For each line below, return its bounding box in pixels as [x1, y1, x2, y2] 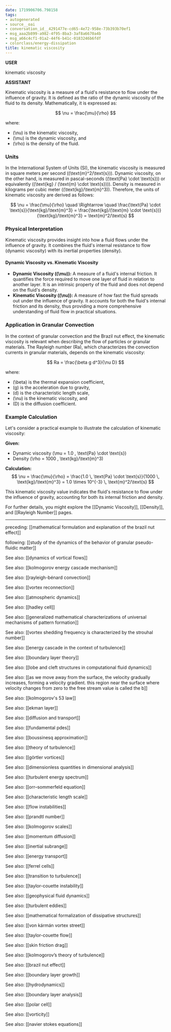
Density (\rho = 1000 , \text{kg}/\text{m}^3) [12, 456, 103, 462]
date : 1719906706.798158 [5, 7, 58, 13]
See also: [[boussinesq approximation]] [5, 735, 88, 741]
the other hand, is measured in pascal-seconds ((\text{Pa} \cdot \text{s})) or [5, 175, 165, 182]
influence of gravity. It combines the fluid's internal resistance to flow [5, 242, 151, 248]
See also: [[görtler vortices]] [5, 754, 65, 761]
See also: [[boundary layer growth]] [5, 972, 80, 978]
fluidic [5, 545, 19, 551]
